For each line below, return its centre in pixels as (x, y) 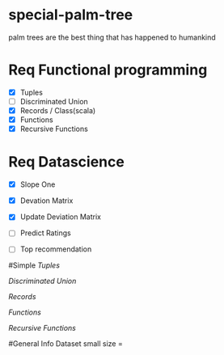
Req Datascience (67, 162)
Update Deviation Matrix (60, 217)
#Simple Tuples (34, 265)
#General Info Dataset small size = (66, 344)
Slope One (38, 184)
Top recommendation (56, 249)
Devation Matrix (46, 201)
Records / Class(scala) (58, 110)
